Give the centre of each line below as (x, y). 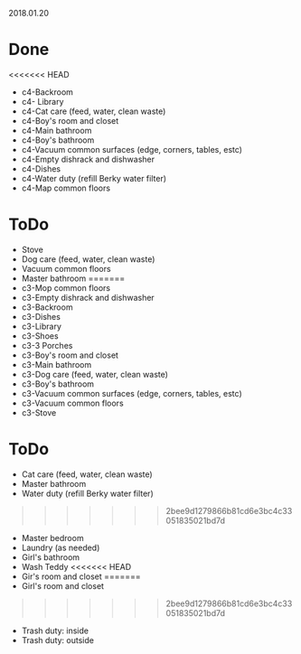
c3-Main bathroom (56, 364)
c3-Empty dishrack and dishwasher (88, 297)
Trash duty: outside (57, 640)
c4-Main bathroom (56, 130)
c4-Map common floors (66, 188)
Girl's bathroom (51, 557)
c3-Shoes (40, 336)
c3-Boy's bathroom (58, 384)
